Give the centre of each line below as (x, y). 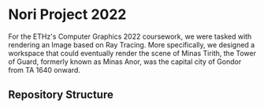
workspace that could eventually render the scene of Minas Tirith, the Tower (132, 53)
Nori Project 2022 (67, 15)
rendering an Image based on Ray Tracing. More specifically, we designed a (132, 44)
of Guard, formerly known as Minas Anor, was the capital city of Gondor (125, 62)
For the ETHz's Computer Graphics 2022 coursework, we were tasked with (130, 36)
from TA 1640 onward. (45, 70)
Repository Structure (61, 95)
